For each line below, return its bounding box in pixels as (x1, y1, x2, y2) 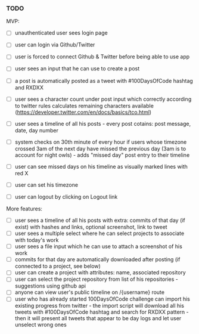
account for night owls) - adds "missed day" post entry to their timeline (14, 151, 190, 159)
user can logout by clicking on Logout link (14, 193, 118, 200)
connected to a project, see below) (14, 262, 101, 270)
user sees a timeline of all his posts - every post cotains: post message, (14, 120, 191, 127)
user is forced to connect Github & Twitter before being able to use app (14, 53, 190, 60)
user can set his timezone (14, 181, 79, 188)
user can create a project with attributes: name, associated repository (14, 269, 186, 276)
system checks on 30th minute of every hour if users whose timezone (14, 138, 187, 146)
